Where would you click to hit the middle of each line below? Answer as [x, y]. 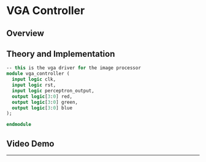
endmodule [19, 125]
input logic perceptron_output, [53, 90]
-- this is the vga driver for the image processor [74, 68]
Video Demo [30, 143]
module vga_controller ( [38, 74]
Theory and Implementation [61, 53]
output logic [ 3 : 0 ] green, [45, 102]
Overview [25, 33]
